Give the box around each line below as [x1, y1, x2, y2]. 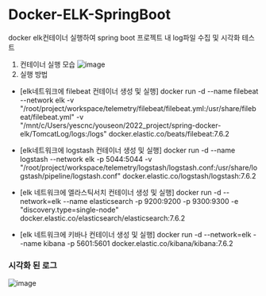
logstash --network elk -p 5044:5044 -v [19, 154, 152, 163]
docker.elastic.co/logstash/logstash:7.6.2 [122, 171, 256, 180]
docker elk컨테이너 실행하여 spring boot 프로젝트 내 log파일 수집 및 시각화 [8, 33, 241, 42]
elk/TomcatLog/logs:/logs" [19, 129, 107, 138]
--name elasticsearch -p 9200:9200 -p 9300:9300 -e [63, 196, 239, 206]
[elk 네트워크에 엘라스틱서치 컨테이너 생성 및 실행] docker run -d [19, 187, 222, 197]
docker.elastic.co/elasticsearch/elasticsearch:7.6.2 [19, 213, 185, 223]
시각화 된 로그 [8, 259, 58, 271]
